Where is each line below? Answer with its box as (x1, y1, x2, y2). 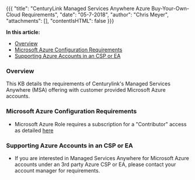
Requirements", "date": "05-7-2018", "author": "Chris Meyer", (21, 11, 169, 18)
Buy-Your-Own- (151, 5, 190, 12)
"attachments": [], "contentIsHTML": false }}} (6, 18, 114, 24)
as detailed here (14, 127, 54, 134)
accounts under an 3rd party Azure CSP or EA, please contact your (14, 161, 176, 168)
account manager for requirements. (14, 167, 100, 174)
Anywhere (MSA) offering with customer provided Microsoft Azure (6, 86, 166, 94)
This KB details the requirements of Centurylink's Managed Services (6, 80, 171, 87)
